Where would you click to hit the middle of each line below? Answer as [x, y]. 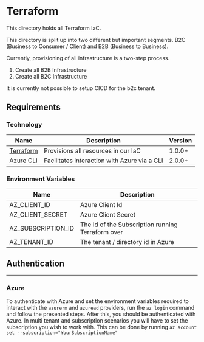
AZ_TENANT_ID [31, 242]
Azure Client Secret [107, 214]
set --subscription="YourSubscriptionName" [62, 333]
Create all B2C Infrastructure [51, 76]
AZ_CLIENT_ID [30, 204]
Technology [24, 125]
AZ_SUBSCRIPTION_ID [42, 228]
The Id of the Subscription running [129, 225]
